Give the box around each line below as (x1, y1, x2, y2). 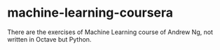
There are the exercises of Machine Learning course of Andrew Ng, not (7, 28, 214, 36)
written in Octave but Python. (7, 35, 92, 43)
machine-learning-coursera (7, 5, 174, 21)
